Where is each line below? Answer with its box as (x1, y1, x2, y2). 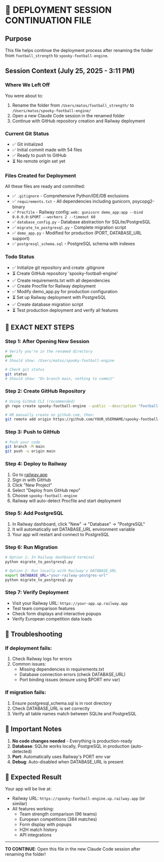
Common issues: (12, 661, 46, 667)
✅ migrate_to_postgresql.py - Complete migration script (12, 224, 126, 230)
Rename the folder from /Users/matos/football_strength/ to (12, 102, 134, 108)
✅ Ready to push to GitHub (12, 152, 67, 158)
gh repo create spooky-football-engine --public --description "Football (5, 404, 159, 408)
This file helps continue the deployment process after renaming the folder (5, 48, 153, 53)
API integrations (19, 832, 52, 838)
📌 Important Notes (5, 725, 62, 733)
